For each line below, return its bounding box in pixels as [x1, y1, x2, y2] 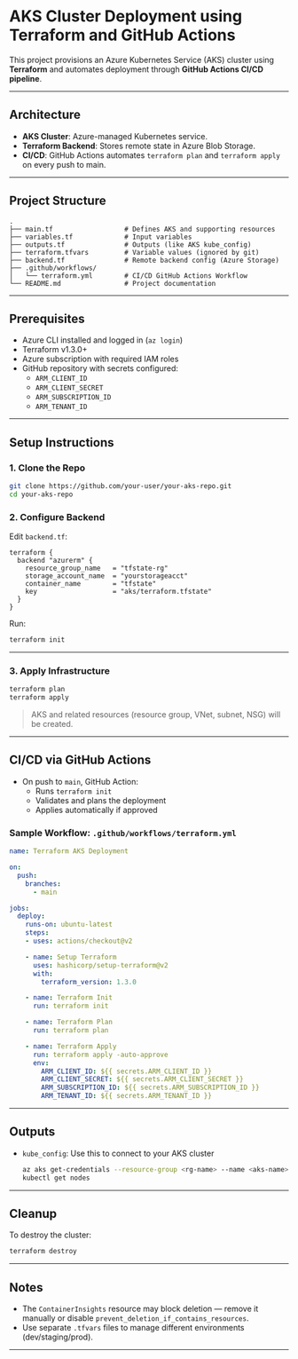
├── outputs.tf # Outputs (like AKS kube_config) [9, 240, 252, 249]
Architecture [9, 107, 82, 122]
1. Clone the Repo [9, 462, 86, 474]
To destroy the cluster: [9, 1229, 91, 1240]
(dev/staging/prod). [21, 1331, 93, 1342]
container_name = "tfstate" [25, 580, 157, 589]
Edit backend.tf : [9, 531, 68, 542]
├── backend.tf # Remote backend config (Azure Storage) [9, 256, 279, 265]
